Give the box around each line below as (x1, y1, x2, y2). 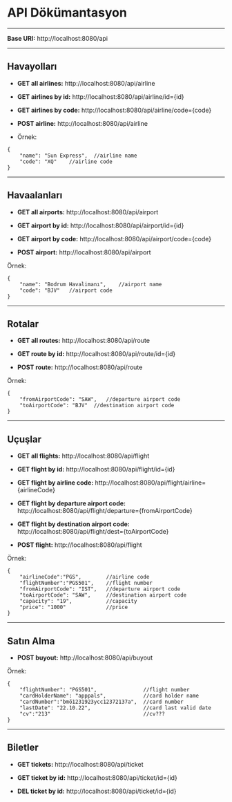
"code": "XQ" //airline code (19, 158, 113, 165)
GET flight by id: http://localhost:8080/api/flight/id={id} (17, 465, 175, 474)
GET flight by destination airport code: (17, 520, 130, 528)
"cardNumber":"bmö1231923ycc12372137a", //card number (19, 698, 184, 705)
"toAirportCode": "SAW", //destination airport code (19, 592, 187, 599)
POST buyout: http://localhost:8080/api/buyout (17, 653, 153, 662)
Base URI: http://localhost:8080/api (7, 34, 108, 42)
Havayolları (7, 61, 57, 73)
